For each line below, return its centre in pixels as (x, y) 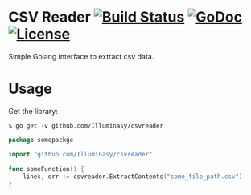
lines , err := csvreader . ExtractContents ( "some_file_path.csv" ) (133, 177)
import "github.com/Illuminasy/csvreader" (80, 154)
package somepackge (41, 140)
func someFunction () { (46, 169)
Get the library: (33, 111)
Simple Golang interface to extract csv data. (81, 56)
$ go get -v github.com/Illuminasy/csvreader (86, 126)
